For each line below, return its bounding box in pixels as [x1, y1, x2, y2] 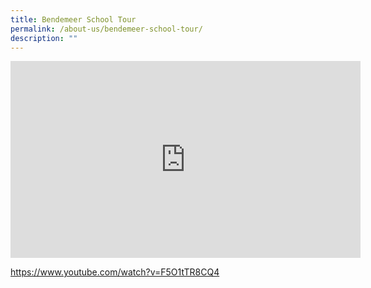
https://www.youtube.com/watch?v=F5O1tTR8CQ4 [10, 266, 220, 278]
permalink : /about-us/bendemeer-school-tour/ [10, 24, 203, 34]
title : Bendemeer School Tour [10, 14, 137, 25]
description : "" [10, 33, 78, 43]
